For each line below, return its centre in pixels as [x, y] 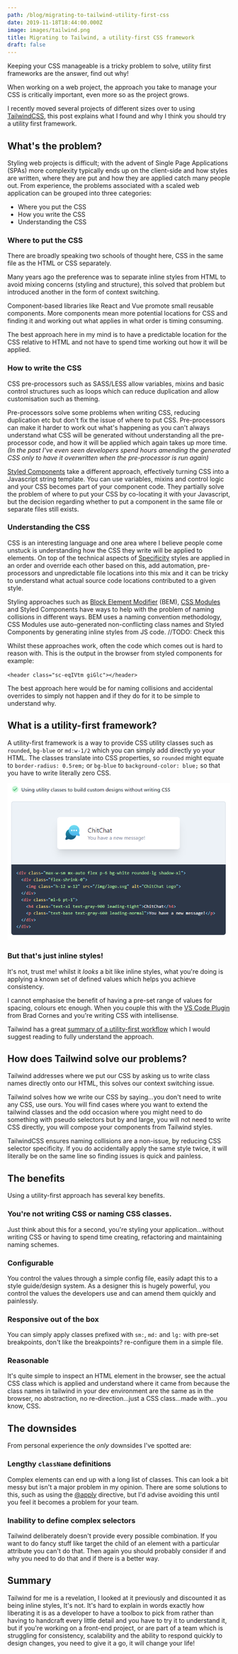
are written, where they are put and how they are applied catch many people [119, 178]
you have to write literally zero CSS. [59, 772]
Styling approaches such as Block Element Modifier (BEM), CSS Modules [114, 601]
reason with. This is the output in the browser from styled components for [115, 653]
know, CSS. [24, 1406]
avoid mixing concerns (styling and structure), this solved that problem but [116, 284]
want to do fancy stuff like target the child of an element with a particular [113, 1543]
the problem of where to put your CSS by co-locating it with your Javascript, [119, 494]
